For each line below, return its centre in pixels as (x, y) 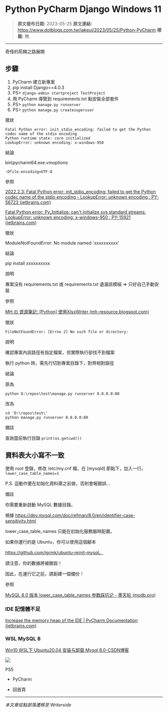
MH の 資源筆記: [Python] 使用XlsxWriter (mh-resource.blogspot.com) (77, 312)
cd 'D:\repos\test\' (27, 413)
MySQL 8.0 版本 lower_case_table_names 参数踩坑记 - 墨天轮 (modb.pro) (80, 595)
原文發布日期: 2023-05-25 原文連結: (55, 24)
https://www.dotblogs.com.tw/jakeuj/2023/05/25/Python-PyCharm (86, 30)
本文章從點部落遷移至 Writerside (38, 705)
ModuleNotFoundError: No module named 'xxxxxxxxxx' (62, 243)
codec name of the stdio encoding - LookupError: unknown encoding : (78, 197)
